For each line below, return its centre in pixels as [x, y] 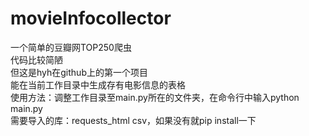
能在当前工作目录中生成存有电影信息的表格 [98, 84]
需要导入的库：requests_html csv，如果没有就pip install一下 [133, 120]
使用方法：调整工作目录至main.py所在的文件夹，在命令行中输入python [155, 97]
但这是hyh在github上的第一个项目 [79, 72]
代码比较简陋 [36, 59]
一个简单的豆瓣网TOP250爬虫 [71, 47]
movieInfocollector [91, 18]
